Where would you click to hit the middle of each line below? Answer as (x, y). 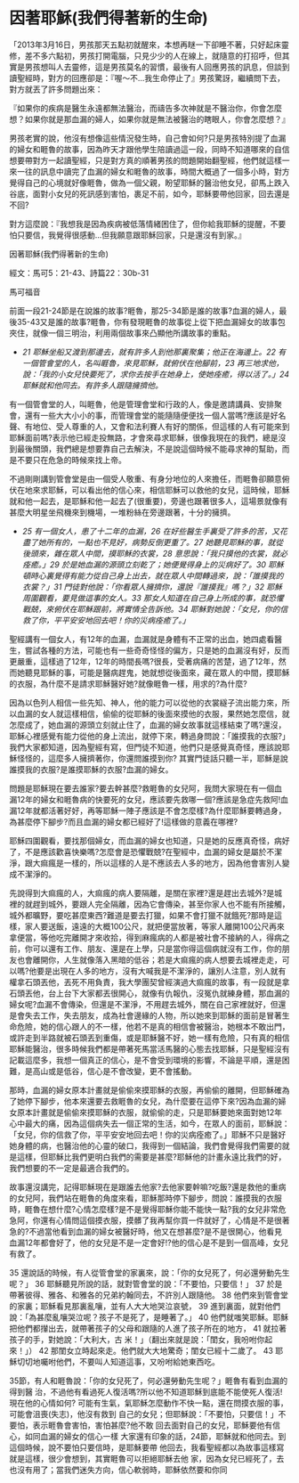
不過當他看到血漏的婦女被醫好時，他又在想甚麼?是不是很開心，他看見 (156, 1231)
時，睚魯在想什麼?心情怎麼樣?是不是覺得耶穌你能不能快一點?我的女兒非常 (144, 1209)
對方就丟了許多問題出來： (56, 89)
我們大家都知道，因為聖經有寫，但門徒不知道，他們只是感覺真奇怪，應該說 (145, 747)
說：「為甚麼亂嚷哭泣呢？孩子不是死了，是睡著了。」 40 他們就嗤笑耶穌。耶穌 (149, 1317)
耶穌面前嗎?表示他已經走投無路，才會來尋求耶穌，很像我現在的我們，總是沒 (148, 437)
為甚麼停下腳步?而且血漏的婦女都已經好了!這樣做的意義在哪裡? (124, 821)
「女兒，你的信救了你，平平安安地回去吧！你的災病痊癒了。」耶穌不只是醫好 (148, 1134)
